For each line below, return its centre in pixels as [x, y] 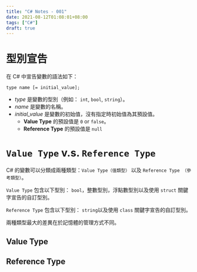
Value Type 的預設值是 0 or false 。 [66, 122]
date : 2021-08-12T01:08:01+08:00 [47, 17]
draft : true [21, 28]
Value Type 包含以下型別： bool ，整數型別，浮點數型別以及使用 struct [91, 190]
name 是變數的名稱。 [40, 107]
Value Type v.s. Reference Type [81, 153]
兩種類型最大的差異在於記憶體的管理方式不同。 [63, 222]
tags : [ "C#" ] [22, 22]
